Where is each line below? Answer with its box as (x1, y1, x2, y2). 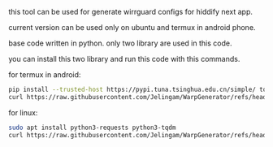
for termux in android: (8, 70, 81, 80)
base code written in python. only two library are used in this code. (8, 38, 232, 48)
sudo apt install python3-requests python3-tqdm (8, 123, 176, 132)
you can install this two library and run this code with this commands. (8, 54, 240, 63)
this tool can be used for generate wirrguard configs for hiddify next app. (8, 7, 253, 16)
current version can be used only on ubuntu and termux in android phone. (8, 23, 256, 32)
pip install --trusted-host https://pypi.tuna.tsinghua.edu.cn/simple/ (8, 85, 256, 93)
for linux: (8, 107, 38, 117)
